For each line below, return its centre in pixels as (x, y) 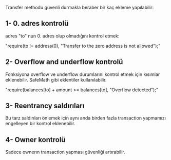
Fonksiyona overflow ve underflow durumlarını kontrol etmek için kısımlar (83, 74)
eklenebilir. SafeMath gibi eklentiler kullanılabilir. (56, 79)
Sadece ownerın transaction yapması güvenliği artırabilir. (65, 152)
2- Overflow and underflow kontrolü (64, 62)
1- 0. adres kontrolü (37, 23)
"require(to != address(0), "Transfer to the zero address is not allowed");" (83, 46)
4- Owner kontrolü (35, 140)
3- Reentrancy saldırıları (45, 106)
